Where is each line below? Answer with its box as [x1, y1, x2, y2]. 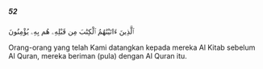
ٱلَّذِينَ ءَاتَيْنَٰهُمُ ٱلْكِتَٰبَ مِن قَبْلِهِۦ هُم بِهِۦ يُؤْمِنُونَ [8, 26, 135, 36]
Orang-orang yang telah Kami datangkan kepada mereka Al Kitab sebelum [8, 43, 256, 52]
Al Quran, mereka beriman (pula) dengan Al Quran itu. [8, 51, 187, 60]
